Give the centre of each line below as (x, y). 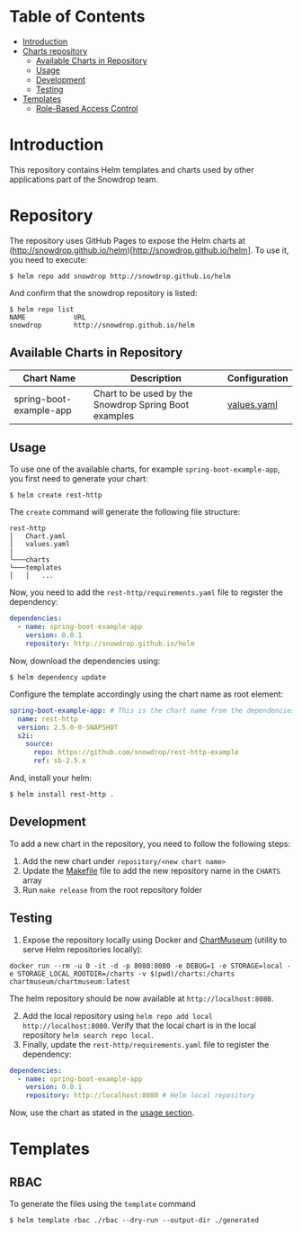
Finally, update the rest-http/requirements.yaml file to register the (146, 1044)
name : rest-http (48, 719)
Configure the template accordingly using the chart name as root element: (147, 694)
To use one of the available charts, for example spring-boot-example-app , (145, 469)
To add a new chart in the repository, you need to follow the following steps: (150, 843)
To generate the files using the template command (102, 1204)
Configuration (258, 378)
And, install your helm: (51, 778)
